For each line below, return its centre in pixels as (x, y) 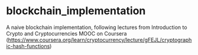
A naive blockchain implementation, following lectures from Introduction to (97, 27)
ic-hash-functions (28, 46)
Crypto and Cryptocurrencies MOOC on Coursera (66, 33)
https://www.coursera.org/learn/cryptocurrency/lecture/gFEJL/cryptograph (100, 40)
